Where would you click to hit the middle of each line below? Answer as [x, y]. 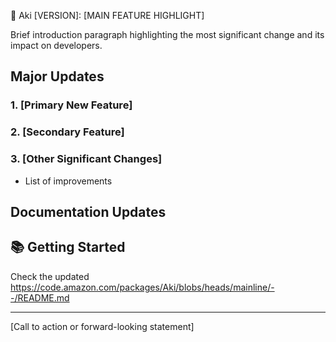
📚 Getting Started [68, 247]
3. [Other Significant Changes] [86, 159]
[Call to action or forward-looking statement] [102, 326]
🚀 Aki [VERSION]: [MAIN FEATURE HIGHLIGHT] [107, 15]
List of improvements [68, 181]
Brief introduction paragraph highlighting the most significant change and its [167, 34]
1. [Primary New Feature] [71, 105]
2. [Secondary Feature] [67, 132]
